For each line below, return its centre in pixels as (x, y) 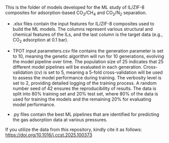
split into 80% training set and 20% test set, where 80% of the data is (85, 93)
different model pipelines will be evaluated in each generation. (77, 67)
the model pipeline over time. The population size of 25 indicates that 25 (88, 61)
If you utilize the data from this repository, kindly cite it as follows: (74, 129)
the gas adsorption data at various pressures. (60, 120)
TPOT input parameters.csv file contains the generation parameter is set (88, 51)
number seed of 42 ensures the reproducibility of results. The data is (85, 88)
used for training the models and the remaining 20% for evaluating (82, 99)
